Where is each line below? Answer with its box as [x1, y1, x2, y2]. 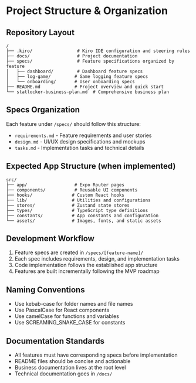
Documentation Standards [6, 336, 104, 346]
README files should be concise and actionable [14, 358, 131, 365]
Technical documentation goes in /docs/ [14, 370, 113, 377]
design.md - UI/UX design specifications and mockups [14, 138, 146, 145]
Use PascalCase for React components [14, 306, 110, 314]
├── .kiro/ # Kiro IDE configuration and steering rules [6, 48, 191, 54]
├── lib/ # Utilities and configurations [6, 197, 151, 203]
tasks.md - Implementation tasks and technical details [14, 144, 145, 151]
